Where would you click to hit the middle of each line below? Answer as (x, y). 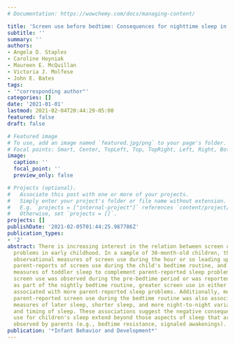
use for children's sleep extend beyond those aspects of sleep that (117, 318)
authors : (20, 46)
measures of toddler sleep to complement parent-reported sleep (109, 272)
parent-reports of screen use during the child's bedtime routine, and (120, 266)
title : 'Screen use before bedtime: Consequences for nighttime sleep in (117, 26)
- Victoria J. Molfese (40, 72)
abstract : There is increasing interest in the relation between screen (115, 246)
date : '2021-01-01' (36, 104)
